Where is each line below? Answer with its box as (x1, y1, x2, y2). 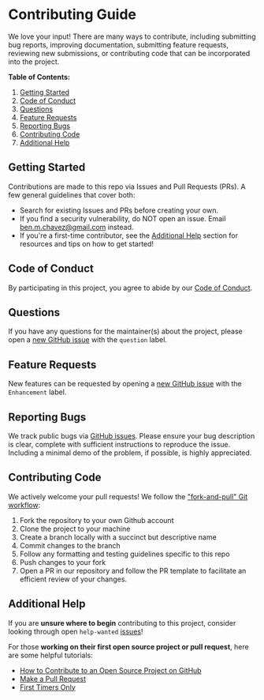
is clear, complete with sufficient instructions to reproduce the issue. (8, 440, 231, 449)
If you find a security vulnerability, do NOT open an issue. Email (19, 213, 226, 223)
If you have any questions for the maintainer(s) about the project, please (8, 326, 243, 337)
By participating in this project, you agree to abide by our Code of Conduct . (8, 283, 253, 292)
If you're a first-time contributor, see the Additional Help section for (19, 231, 239, 240)
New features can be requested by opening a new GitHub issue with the (8, 379, 242, 389)
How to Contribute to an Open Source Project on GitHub (19, 665, 203, 675)
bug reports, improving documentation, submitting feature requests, (8, 40, 229, 49)
